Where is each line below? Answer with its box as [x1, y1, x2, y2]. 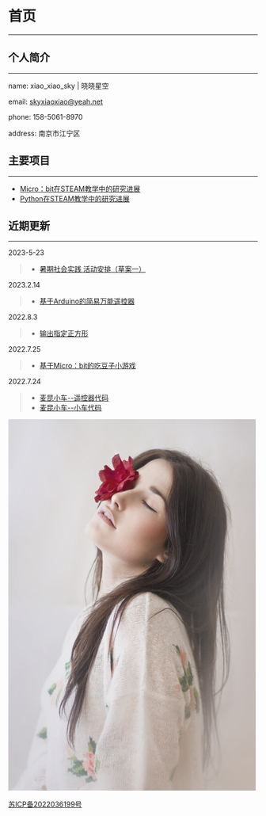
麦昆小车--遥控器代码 [39, 393, 109, 402]
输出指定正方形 [39, 329, 89, 338]
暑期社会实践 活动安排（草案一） [39, 265, 146, 274]
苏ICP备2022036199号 [8, 799, 82, 809]
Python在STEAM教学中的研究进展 [19, 193, 131, 203]
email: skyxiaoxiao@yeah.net [8, 97, 103, 106]
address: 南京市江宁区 [8, 128, 81, 138]
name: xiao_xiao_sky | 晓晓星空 [8, 81, 109, 90]
